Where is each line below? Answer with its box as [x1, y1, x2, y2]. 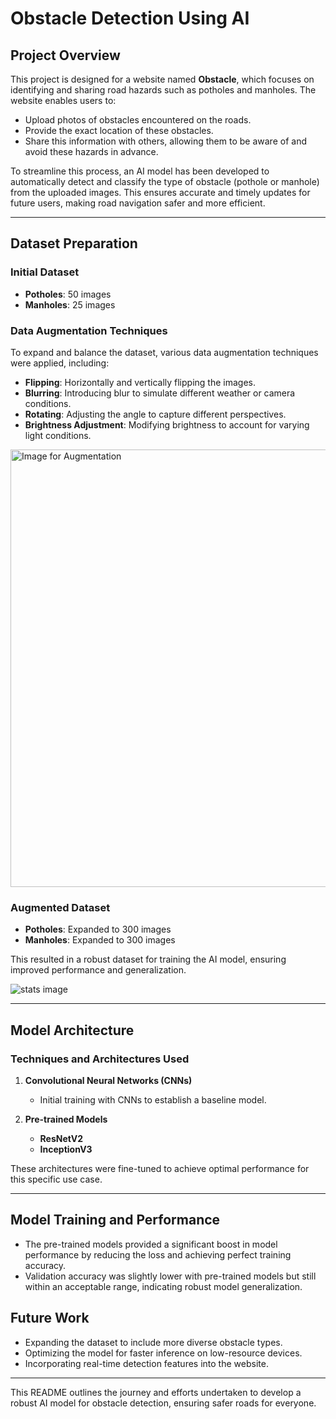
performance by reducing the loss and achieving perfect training [24, 1248, 292, 1261]
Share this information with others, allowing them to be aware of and [24, 135, 307, 147]
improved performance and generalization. [10, 964, 187, 976]
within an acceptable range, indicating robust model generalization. [24, 1280, 303, 1292]
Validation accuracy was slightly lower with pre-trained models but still [24, 1270, 317, 1282]
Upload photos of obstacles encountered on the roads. [24, 114, 252, 126]
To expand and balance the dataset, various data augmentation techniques [10, 346, 319, 358]
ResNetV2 [39, 1132, 84, 1144]
